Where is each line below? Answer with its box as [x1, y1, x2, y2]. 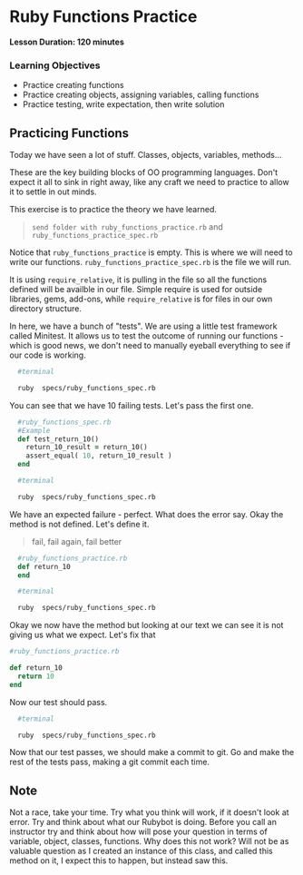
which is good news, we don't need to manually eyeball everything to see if [9, 340, 291, 351]
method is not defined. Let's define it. [9, 518, 150, 529]
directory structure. [9, 303, 82, 314]
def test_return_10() [17, 434, 100, 444]
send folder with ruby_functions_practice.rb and [31, 221, 224, 232]
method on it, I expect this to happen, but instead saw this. [9, 855, 229, 866]
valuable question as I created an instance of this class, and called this [9, 846, 274, 857]
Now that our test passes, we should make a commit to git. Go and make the [9, 747, 295, 758]
